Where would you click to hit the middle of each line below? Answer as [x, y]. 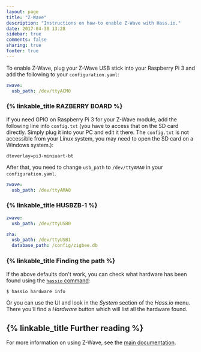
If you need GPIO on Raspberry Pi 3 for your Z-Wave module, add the [91, 119]
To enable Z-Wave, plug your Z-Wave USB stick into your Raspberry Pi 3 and [100, 68]
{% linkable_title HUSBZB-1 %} [52, 205]
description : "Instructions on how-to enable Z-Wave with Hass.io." [94, 23]
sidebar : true [24, 34]
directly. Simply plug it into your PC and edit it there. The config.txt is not [97, 132]
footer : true [22, 51]
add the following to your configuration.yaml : [63, 74]
